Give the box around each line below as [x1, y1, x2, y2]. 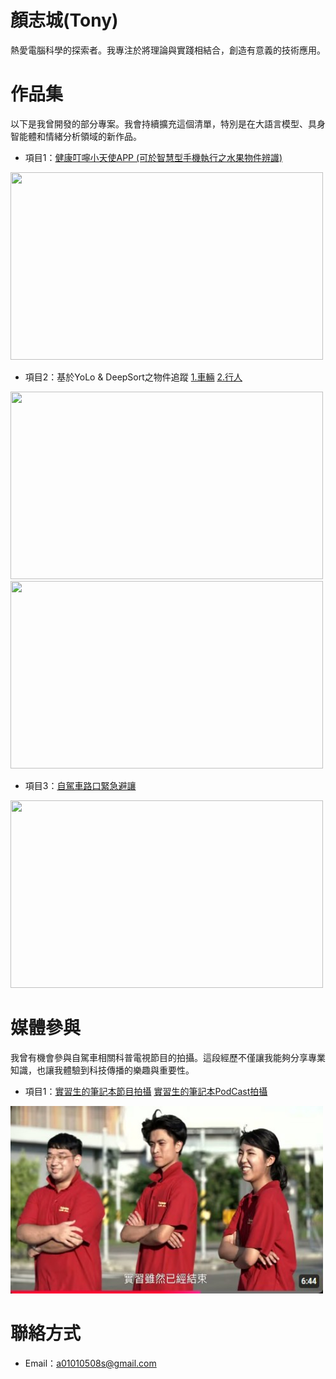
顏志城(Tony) [10, 9, 119, 32]
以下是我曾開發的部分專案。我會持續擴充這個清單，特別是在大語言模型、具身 [10, 117, 326, 130]
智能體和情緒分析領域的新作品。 [10, 130, 142, 142]
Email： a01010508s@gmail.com [24, 1357, 157, 1369]
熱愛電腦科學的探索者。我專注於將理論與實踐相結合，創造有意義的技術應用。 [10, 44, 326, 56]
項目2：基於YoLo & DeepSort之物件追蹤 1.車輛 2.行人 [24, 371, 243, 383]
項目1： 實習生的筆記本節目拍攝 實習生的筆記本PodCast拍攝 [24, 1085, 268, 1097]
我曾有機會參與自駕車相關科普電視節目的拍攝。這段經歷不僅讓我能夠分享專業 [10, 1051, 326, 1063]
